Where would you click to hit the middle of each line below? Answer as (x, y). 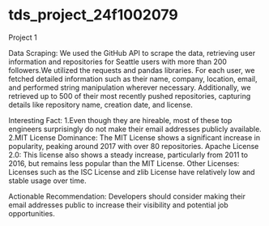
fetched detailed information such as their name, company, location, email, (133, 79)
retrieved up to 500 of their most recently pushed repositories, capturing (130, 96)
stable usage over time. (47, 181)
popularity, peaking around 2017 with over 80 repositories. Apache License (134, 146)
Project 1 (23, 37)
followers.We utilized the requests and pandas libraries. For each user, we (132, 70)
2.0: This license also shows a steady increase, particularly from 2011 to (128, 155)
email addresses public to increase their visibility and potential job (118, 205)
